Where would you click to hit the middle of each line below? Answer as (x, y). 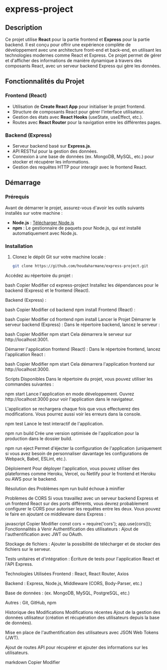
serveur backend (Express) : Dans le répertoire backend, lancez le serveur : (83, 325)
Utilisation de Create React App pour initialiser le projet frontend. (79, 106)
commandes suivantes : (30, 384)
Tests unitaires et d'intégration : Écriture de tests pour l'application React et (82, 559)
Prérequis (17, 197)
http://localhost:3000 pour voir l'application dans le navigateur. (70, 399)
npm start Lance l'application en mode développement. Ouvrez (70, 394)
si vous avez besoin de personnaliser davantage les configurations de (77, 453)
